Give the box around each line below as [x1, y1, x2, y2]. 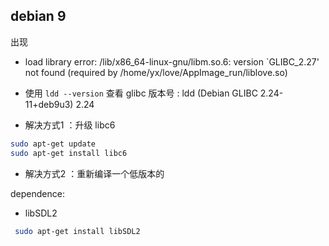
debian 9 [10, 8, 67, 25]
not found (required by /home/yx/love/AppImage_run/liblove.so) [24, 66, 288, 78]
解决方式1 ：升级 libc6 [24, 119, 116, 131]
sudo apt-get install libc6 [10, 148, 128, 158]
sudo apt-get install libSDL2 [14, 226, 141, 236]
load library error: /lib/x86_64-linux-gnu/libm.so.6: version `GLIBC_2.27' [24, 55, 320, 68]
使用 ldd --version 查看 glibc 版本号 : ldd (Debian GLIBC [24, 87, 258, 99]
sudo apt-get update [10, 139, 97, 149]
